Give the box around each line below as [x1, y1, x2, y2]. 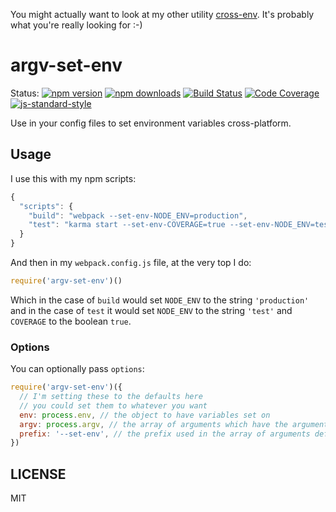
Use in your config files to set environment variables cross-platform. [10, 117, 292, 129]
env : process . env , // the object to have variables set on [19, 410, 271, 420]
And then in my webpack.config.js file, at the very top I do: [10, 257, 252, 268]
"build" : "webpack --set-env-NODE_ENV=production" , [28, 210, 248, 221]
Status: [10, 87, 40, 99]
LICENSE [10, 465, 67, 483]
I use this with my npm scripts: [10, 172, 137, 184]
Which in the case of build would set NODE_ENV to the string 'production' [10, 294, 310, 306]
